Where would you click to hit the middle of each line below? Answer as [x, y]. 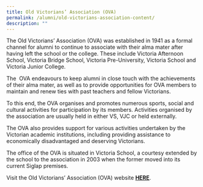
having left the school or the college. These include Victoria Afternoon [95, 54]
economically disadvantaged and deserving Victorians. [76, 141]
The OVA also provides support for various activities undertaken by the [96, 128]
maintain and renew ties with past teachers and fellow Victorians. [89, 92]
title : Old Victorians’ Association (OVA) [61, 12]
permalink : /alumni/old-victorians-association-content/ [81, 18]
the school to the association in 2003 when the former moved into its [94, 159]
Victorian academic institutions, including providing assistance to [88, 134]
